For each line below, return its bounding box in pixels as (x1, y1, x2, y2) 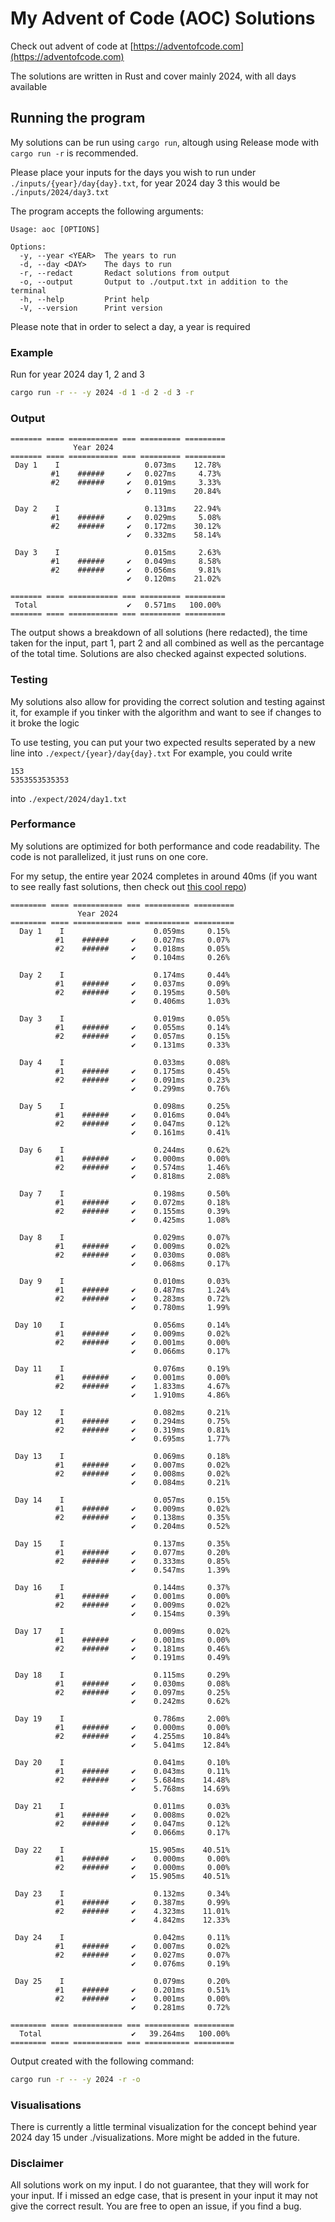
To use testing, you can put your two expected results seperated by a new (10, 736, 317, 748)
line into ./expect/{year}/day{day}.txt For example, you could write (10, 747, 293, 759)
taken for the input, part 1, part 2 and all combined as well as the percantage (10, 637, 325, 649)
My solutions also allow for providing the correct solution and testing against (10, 695, 326, 707)
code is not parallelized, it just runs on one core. (10, 850, 209, 862)
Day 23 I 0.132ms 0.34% (14, 1888, 230, 1899)
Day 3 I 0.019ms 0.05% (19, 1013, 230, 1024)
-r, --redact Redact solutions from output (19, 268, 230, 278)
